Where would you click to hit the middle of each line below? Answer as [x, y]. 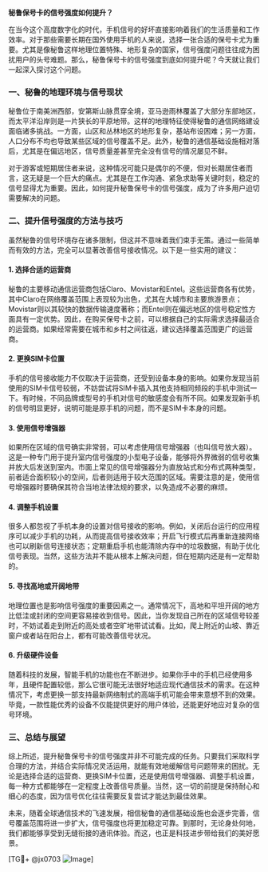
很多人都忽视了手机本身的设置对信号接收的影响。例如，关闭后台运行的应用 [130, 526]
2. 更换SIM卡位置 [37, 358]
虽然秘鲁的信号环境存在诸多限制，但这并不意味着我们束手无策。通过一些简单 [134, 240]
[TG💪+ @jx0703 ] [51, 859]
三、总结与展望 [37, 737]
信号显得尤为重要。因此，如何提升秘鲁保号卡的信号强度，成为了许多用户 [127, 188]
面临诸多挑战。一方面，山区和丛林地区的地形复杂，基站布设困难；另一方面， [134, 131]
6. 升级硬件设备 [33, 655]
